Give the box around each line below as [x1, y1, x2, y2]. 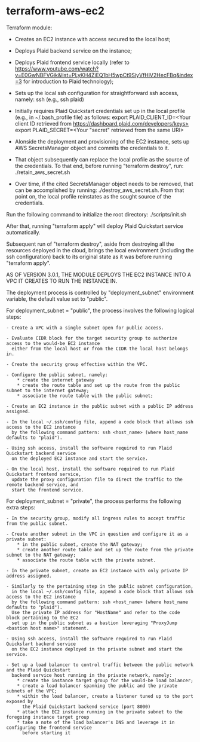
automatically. [6, 228, 41, 236]
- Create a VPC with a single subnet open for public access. [6, 325, 164, 331]
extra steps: [6, 503, 36, 511]
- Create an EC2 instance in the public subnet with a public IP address [6, 403, 194, 409]
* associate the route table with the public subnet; [17, 393, 153, 399]
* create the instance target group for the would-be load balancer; [17, 677, 194, 683]
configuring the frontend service [6, 725, 93, 731]
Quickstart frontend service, [6, 471, 82, 477]
